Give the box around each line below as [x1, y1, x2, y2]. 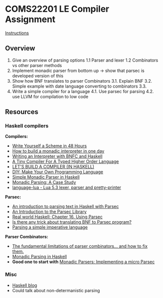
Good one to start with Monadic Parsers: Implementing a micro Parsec [12, 259, 155, 265]
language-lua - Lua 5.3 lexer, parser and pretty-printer [12, 184, 122, 190]
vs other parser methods [12, 62, 62, 68]
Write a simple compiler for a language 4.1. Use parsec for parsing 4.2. [12, 88, 154, 94]
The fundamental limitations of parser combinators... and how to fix [12, 243, 148, 249]
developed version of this [12, 72, 63, 79]
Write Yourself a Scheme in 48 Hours [12, 143, 87, 149]
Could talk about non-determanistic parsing [12, 287, 100, 293]
